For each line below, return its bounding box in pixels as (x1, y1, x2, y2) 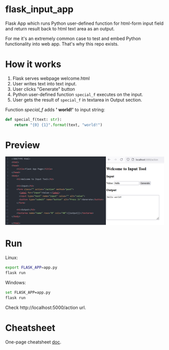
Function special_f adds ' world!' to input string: (5, 106, 105, 112)
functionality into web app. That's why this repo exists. (5, 40, 119, 47)
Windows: (5, 279, 26, 285)
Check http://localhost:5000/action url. (5, 304, 86, 311)
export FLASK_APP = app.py (5, 265, 58, 270)
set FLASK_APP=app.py (5, 290, 51, 295)
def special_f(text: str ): (5, 117, 62, 122)
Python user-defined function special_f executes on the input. (12, 91, 143, 97)
